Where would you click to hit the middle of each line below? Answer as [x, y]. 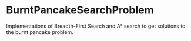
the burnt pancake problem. [40, 32]
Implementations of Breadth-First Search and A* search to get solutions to [96, 26]
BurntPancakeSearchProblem [80, 10]
